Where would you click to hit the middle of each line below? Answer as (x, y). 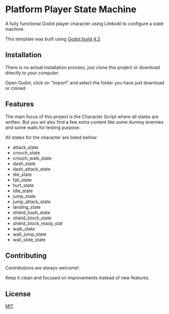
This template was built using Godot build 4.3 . (53, 39)
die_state (22, 174)
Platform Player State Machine (71, 9)
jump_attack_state (32, 201)
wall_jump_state (30, 234)
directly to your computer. (32, 73)
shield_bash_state (31, 212)
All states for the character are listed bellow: (52, 137)
